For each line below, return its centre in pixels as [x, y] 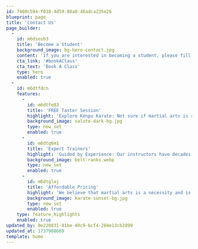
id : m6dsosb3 [33, 39]
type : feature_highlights [49, 215]
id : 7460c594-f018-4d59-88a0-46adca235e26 [59, 12]
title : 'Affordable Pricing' [63, 187]
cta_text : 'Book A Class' [49, 66]
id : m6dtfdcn [33, 89]
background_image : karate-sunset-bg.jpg [77, 198]
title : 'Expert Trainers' [59, 149]
